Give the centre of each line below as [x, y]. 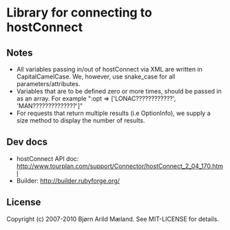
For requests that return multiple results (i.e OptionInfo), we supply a [113, 113]
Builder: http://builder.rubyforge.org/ [68, 180]
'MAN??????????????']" [50, 106]
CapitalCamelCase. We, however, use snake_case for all [96, 76]
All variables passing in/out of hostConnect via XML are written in [109, 69]
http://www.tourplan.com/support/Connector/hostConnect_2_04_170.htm [120, 166]
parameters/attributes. [48, 84]
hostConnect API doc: [48, 158]
